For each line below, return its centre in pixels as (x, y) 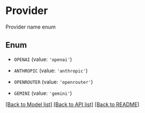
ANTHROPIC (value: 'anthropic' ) (51, 70)
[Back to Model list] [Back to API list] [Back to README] (72, 104)
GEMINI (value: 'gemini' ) (43, 93)
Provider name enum (31, 27)
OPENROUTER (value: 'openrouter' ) (53, 82)
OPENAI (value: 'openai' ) (43, 59)
